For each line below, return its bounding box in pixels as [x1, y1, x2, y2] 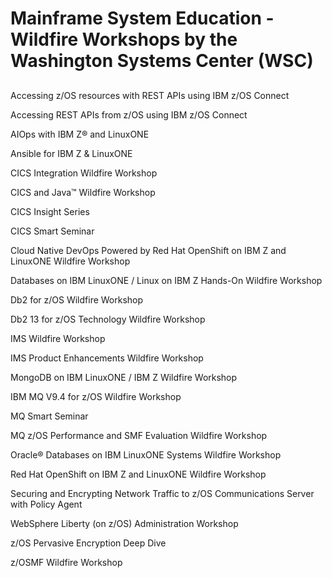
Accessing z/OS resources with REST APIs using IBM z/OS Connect [10, 89, 290, 101]
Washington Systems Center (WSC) [10, 50, 314, 72]
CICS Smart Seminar [10, 225, 95, 237]
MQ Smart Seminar [10, 410, 89, 422]
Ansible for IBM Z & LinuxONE [10, 147, 133, 159]
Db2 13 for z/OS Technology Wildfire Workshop [10, 313, 206, 325]
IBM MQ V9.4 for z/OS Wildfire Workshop [10, 390, 182, 402]
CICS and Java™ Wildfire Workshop [10, 186, 156, 198]
